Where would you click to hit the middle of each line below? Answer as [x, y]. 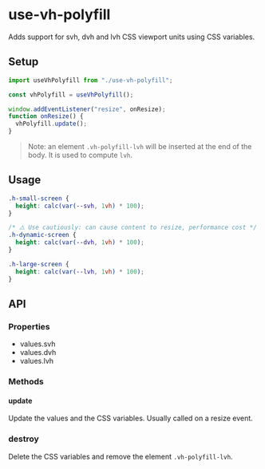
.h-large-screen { [39, 264]
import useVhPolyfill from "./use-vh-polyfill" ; [91, 80]
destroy [24, 439]
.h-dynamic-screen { [43, 235]
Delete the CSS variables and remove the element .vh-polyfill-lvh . [121, 456]
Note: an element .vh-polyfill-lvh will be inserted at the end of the [140, 146]
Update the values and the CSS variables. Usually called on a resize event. [131, 418]
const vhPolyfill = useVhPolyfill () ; [71, 95]
